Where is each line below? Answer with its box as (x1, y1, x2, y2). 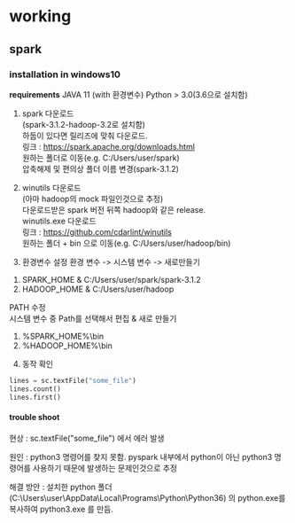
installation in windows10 (9, 68, 121, 81)
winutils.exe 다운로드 (21, 215, 97, 226)
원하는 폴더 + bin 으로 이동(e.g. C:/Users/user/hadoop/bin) (21, 238, 231, 248)
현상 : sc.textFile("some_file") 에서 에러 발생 (9, 433, 165, 443)
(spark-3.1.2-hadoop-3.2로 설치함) (21, 119, 146, 129)
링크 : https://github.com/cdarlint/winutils (21, 226, 173, 237)
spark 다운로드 (21, 108, 74, 119)
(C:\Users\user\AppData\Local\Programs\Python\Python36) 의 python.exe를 (9, 492, 286, 503)
